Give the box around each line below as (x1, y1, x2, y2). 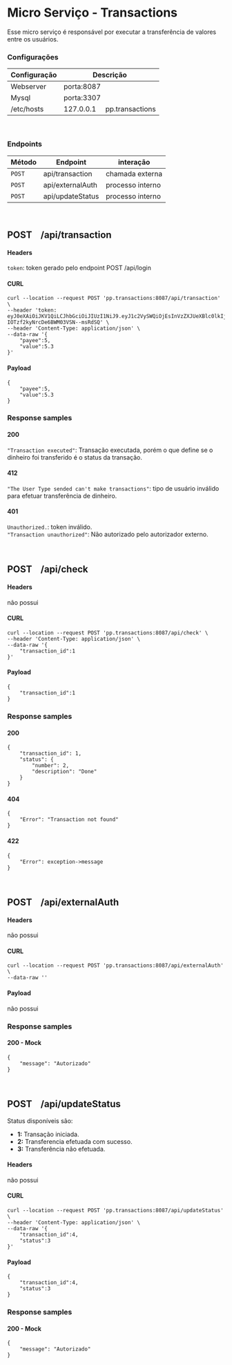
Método (10, 157, 37, 167)
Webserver (10, 82, 47, 91)
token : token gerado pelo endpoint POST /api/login (7, 264, 152, 272)
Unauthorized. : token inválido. (7, 523, 93, 531)
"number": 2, (32, 762, 70, 769)
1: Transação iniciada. (17, 1130, 79, 1138)
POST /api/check (7, 563, 88, 575)
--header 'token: (7, 307, 57, 314)
